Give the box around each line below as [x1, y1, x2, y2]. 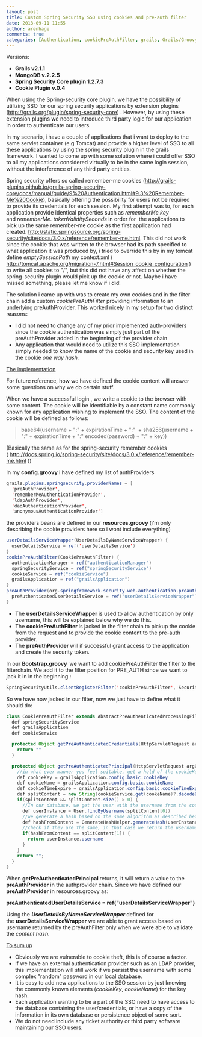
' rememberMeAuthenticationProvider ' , [11, 492, 106, 498]
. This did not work [140, 234, 186, 242]
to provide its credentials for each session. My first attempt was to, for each [6, 202, 194, 210]
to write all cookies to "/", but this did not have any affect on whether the [6, 266, 186, 274]
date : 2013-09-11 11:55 [6, 20, 66, 26]
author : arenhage [6, 25, 50, 32]
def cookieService [11, 730, 58, 736]
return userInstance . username [28, 836, 103, 842]
